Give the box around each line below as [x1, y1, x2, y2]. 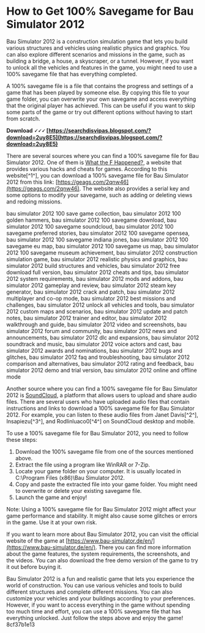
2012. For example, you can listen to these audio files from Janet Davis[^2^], [6, 411, 199, 419]
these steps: [6, 436, 38, 443]
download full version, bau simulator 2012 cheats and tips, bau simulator [6, 269, 189, 276]
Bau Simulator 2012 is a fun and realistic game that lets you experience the [6, 575, 195, 582]
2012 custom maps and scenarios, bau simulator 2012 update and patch [6, 307, 188, 315]
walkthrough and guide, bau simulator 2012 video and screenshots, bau [6, 321, 187, 328]
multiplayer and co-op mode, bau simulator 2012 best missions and [6, 294, 176, 302]
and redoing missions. [6, 198, 62, 205]
